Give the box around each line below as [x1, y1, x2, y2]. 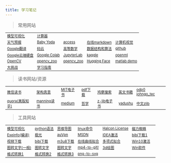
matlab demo [115, 58, 137, 63]
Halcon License [102, 125, 129, 131]
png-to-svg [77, 151, 98, 156]
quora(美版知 [7, 99, 30, 104]
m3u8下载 [56, 139, 75, 144]
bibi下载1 [131, 133, 148, 138]
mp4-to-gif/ [77, 145, 99, 150]
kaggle [87, 52, 98, 57]
